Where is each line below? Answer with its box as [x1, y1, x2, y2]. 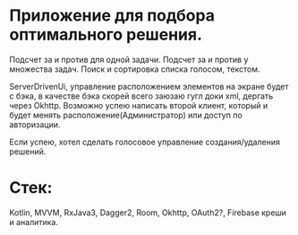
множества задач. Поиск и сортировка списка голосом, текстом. [9, 64, 261, 74]
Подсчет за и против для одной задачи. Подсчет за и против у [9, 54, 249, 65]
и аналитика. [9, 216, 59, 227]
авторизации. [9, 118, 61, 130]
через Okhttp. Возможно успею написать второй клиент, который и [9, 100, 268, 110]
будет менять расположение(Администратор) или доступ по [9, 109, 243, 120]
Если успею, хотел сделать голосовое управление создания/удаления [9, 136, 280, 147]
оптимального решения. [9, 24, 203, 45]
